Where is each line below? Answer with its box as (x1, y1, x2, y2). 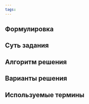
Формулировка (5, 25, 54, 33)
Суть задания (5, 42, 49, 50)
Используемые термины (5, 90, 85, 99)
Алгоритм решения (5, 58, 67, 66)
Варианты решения (5, 74, 67, 83)
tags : (5, 7, 16, 12)
